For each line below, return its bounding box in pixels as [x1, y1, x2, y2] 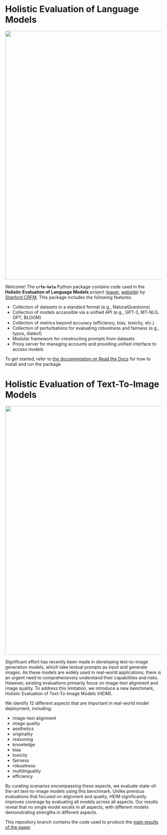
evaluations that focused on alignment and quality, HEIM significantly [5, 793, 147, 799]
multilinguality [12, 768, 41, 774]
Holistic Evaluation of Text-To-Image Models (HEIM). [5, 690, 113, 696]
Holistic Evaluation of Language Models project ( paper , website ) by [5, 289, 146, 295]
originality [12, 731, 33, 737]
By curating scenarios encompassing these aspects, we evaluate [5, 783, 138, 789]
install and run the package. [5, 361, 62, 367]
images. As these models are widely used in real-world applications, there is [5, 669, 162, 675]
